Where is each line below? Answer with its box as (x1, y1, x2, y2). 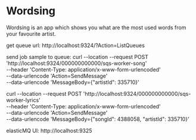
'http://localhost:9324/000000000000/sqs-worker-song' (6, 60, 147, 67)
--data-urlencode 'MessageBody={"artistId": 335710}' (6, 79, 139, 86)
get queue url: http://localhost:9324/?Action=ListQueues (6, 42, 145, 49)
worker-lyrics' (6, 97, 41, 104)
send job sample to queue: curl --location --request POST (6, 53, 149, 60)
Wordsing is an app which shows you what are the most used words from (6, 24, 186, 31)
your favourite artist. (6, 30, 57, 37)
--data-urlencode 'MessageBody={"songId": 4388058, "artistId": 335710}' (6, 115, 189, 123)
